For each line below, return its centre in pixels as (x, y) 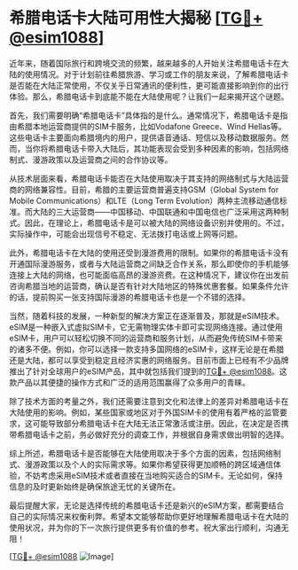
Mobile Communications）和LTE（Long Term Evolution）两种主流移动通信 (145, 200)
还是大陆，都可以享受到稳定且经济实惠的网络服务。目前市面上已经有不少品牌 (149, 360)
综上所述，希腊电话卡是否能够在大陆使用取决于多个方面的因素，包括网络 (141, 453)
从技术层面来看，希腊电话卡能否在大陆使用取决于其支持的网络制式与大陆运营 (149, 178)
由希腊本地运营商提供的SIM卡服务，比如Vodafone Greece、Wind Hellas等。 (148, 126)
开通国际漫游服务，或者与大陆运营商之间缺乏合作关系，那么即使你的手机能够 (149, 263)
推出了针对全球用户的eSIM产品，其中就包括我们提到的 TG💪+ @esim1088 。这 (149, 371)
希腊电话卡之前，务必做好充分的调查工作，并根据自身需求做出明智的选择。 (153, 434)
